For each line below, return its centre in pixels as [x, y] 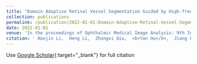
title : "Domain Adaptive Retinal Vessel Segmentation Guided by [86, 11]
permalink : [19, 22]
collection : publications [38, 17]
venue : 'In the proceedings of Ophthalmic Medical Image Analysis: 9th [95, 33]
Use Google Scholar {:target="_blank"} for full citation [70, 55]
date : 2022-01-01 [27, 28]
